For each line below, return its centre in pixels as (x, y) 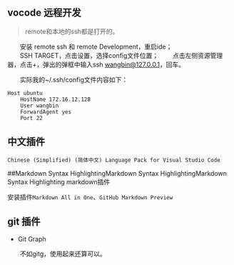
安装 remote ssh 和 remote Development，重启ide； (96, 46)
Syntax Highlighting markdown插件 (59, 181)
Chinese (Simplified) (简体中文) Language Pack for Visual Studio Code (114, 160)
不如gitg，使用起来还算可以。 (63, 254)
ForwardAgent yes (46, 112)
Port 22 (31, 118)
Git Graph (32, 239)
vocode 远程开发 (45, 13)
